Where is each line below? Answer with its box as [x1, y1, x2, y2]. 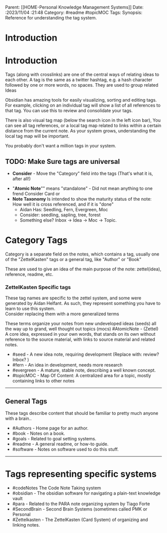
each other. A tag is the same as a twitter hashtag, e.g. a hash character [5, 77, 153, 83]
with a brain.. [5, 415, 32, 421]
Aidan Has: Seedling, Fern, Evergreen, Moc [19, 206, 108, 212]
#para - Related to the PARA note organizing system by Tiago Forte [12, 501, 150, 507]
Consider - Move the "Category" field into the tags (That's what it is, [12, 170, 153, 176]
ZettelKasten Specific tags [5, 283, 71, 290]
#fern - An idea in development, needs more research [12, 362, 123, 368]
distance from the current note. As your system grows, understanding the [5, 128, 156, 134]
